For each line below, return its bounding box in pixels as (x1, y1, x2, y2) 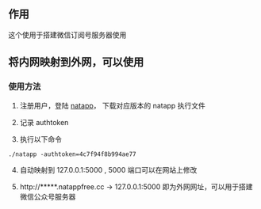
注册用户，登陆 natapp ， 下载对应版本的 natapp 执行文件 (19, 101, 206, 110)
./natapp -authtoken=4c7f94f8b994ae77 (8, 150, 136, 158)
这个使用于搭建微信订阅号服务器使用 (8, 30, 127, 40)
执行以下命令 (19, 134, 62, 144)
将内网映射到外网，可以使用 (8, 55, 144, 69)
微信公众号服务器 (19, 192, 76, 201)
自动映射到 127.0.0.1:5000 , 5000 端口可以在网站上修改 (19, 165, 198, 174)
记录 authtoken (19, 117, 69, 127)
